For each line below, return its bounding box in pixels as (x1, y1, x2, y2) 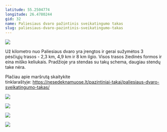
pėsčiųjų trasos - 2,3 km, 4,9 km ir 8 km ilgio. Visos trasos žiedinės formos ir (5, 54, 162, 60)
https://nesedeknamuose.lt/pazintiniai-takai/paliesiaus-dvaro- (32, 79, 160, 85)
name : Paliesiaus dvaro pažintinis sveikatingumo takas (5, 21, 123, 26)
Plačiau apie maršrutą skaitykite (5, 74, 71, 80)
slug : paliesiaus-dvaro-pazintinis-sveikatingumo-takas (5, 26, 123, 31)
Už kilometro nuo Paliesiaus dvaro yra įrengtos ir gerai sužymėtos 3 (5, 48, 144, 54)
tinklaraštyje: (5, 79, 32, 85)
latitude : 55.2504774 (5, 7, 50, 12)
